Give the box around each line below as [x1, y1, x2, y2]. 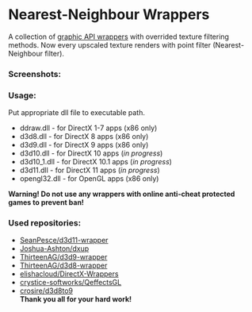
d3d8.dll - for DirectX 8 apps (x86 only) [19, 132, 149, 141]
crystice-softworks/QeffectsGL [19, 278, 122, 287]
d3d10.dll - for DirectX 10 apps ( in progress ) [19, 148, 163, 158]
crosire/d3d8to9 [19, 286, 74, 295]
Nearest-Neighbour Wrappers [8, 6, 210, 24]
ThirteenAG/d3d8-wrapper [19, 260, 108, 271]
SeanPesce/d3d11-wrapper [19, 236, 109, 245]
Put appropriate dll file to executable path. [8, 108, 145, 117]
